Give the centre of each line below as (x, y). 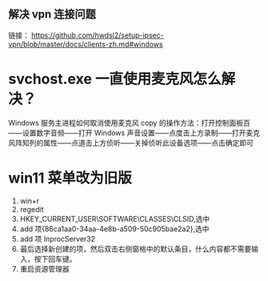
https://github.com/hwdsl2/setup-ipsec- (97, 35)
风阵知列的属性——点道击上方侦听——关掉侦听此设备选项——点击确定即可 (131, 143)
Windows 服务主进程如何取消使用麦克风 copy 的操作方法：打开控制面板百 (129, 122)
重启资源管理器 (44, 269)
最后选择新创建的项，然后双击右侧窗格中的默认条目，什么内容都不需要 (136, 249)
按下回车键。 (55, 259)
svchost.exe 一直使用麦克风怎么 (115, 79)
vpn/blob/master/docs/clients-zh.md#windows (86, 44)
